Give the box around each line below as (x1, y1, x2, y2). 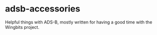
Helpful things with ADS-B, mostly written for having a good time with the (5, 19, 153, 25)
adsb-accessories (5, 3, 80, 14)
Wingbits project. (5, 24, 39, 30)
